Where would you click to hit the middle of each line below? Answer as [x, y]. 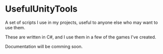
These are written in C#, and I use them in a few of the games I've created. [81, 37]
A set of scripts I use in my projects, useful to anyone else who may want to [81, 22]
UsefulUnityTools [41, 9]
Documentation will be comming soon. [44, 46]
